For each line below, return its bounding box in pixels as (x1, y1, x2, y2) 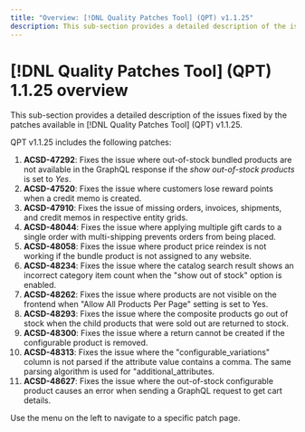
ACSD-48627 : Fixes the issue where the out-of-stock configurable (23, 376, 274, 387)
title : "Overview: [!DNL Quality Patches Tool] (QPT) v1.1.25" (10, 13, 254, 23)
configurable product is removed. (23, 337, 148, 349)
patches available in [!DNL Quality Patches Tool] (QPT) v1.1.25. (10, 120, 243, 130)
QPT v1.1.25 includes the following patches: (10, 137, 172, 148)
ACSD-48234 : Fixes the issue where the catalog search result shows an (23, 260, 295, 272)
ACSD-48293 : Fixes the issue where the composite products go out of (23, 309, 289, 320)
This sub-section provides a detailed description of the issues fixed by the (10, 110, 288, 120)
